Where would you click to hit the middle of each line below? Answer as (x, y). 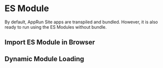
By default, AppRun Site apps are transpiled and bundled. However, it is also (81, 22)
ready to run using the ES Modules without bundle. (56, 27)
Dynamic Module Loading (44, 59)
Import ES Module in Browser (50, 42)
